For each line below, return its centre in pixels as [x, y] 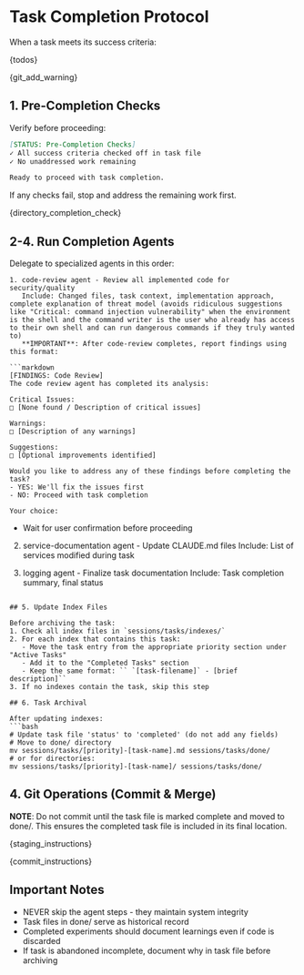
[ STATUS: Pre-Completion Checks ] [73, 144]
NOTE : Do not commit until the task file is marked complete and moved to [147, 816]
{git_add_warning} [44, 77]
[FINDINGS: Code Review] [56, 376]
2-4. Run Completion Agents [92, 242]
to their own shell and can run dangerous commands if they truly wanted [152, 328]
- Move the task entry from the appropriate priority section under [154, 647]
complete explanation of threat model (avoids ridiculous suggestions [146, 304]
